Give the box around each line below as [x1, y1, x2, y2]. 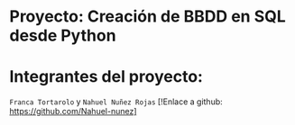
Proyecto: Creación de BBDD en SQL [9, 6, 286, 27]
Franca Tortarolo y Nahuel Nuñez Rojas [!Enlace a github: [9, 96, 223, 107]
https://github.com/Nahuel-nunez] [9, 106, 137, 117]
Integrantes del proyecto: [9, 67, 203, 87]
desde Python [9, 25, 116, 46]
